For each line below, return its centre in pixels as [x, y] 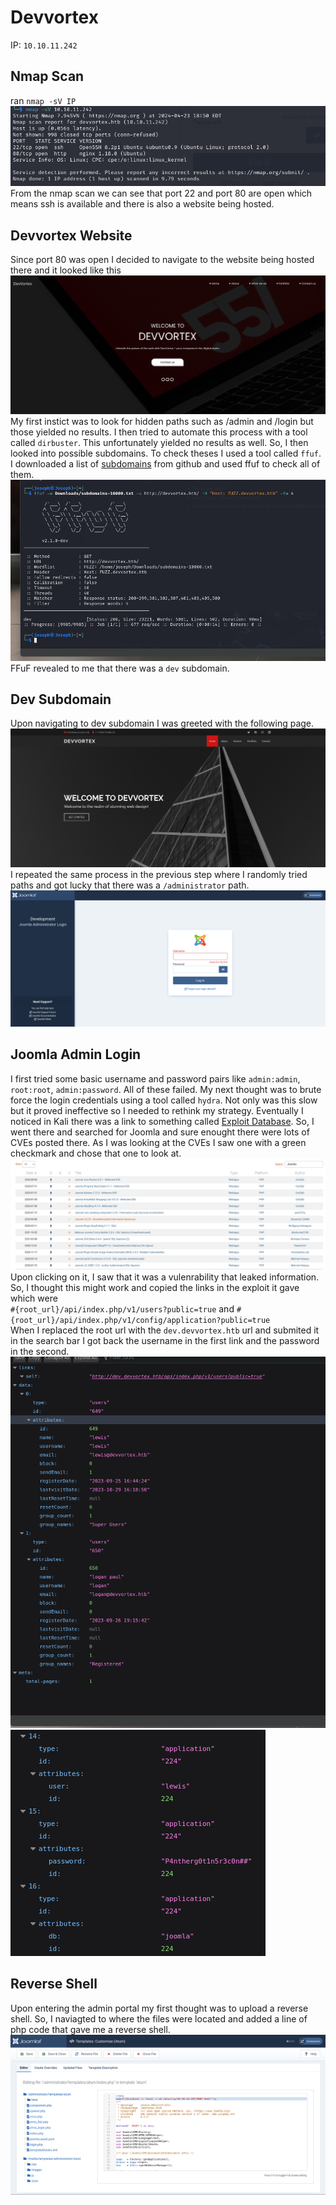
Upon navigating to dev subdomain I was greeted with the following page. [162, 723]
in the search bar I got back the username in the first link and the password [165, 1340]
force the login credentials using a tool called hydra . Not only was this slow [164, 1100]
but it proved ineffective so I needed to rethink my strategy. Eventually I [157, 1110]
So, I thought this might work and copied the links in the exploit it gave [155, 1287]
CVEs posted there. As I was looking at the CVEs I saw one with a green [158, 1142]
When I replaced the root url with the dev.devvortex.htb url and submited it [165, 1330]
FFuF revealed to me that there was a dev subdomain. [120, 668]
